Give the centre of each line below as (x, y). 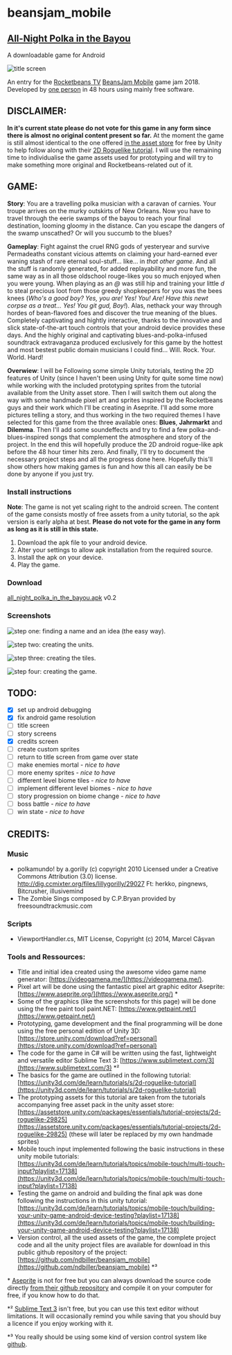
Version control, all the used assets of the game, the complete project (116, 1238)
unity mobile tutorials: (48, 1156)
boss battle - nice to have (54, 804)
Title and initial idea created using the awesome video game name (111, 972)
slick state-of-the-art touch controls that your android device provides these (116, 327)
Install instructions (39, 492)
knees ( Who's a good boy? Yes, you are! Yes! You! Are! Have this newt (108, 298)
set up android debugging (54, 710)
